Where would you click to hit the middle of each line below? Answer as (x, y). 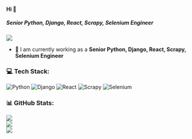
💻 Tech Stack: (28, 72)
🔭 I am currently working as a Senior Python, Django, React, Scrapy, (101, 49)
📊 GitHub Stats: (30, 103)
